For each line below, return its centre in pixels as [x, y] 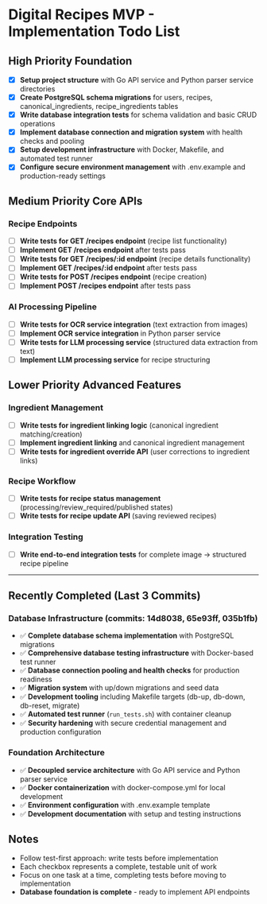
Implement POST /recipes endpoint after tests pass [105, 286]
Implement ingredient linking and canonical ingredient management [132, 442]
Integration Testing [46, 537]
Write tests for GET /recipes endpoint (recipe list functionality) [124, 241]
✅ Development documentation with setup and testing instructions [130, 813]
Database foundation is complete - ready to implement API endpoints [135, 892]
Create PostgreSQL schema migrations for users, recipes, [116, 98]
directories [37, 89]
